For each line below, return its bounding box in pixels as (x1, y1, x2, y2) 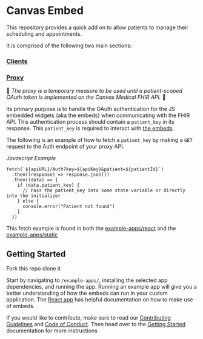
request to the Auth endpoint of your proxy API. (6, 143, 125, 150)
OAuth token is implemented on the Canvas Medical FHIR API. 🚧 (6, 93, 166, 101)
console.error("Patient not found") (22, 204, 115, 210)
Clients (6, 57, 28, 65)
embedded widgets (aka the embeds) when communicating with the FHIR (6, 112, 190, 119)
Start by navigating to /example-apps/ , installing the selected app (6, 277, 168, 284)
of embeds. (6, 302, 35, 309)
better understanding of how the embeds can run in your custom (6, 289, 168, 297)
